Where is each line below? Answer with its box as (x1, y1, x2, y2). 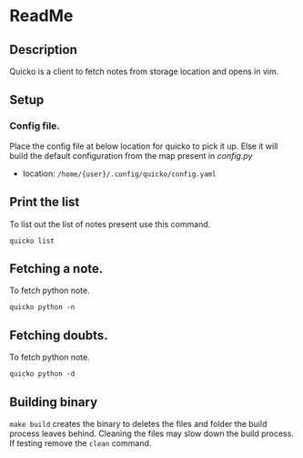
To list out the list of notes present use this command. (9, 218, 211, 229)
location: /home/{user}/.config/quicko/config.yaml (22, 168, 217, 179)
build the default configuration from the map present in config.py (9, 150, 253, 161)
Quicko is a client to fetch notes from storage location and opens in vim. (9, 66, 279, 77)
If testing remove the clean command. (9, 437, 152, 448)
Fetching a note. (9, 261, 104, 276)
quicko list (9, 236, 55, 245)
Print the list (9, 194, 80, 210)
